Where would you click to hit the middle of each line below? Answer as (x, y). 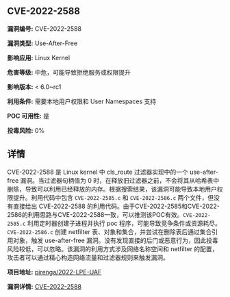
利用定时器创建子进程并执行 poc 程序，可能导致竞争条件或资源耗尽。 (124, 223)
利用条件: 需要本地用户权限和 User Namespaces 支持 (82, 101)
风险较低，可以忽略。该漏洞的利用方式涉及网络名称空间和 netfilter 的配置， (113, 248)
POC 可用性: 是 (28, 116)
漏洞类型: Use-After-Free (42, 43)
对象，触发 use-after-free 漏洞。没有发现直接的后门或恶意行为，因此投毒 (116, 240)
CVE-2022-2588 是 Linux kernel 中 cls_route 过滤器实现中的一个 (98, 172)
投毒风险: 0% (26, 130)
